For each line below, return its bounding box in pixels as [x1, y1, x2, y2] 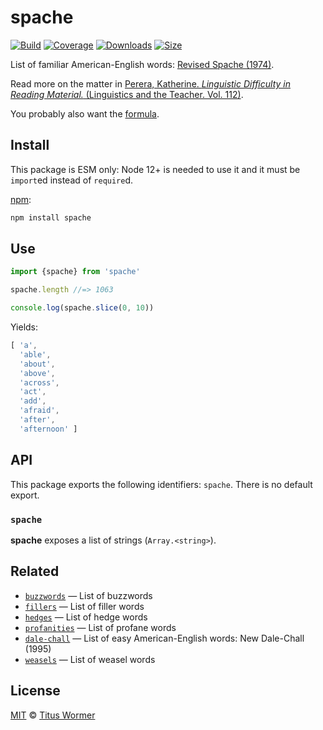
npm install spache [10, 212, 92, 223]
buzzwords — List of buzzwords [24, 589, 153, 601]
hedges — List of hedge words [24, 611, 148, 623]
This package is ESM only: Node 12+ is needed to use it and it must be [10, 163, 301, 175]
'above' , [19, 368, 56, 378]
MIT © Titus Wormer [10, 709, 96, 721]
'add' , [19, 396, 47, 406]
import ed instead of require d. [10, 174, 134, 186]
